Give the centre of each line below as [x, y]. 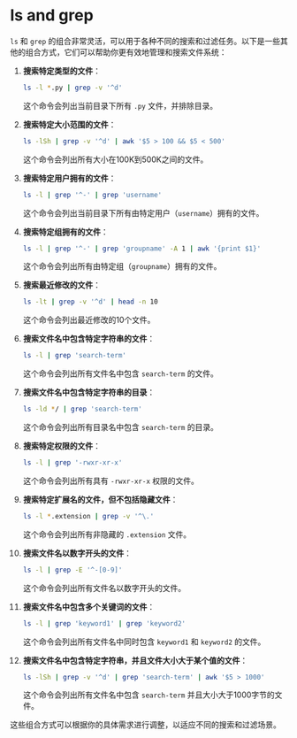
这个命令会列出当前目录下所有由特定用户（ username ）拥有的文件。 [143, 212]
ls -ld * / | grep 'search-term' [82, 409]
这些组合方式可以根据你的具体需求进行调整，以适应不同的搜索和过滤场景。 [145, 725]
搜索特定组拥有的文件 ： [65, 232]
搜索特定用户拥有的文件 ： [69, 178]
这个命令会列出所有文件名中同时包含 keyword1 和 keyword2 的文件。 [144, 642]
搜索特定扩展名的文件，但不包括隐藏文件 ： [100, 499]
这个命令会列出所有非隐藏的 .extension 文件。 [107, 534]
